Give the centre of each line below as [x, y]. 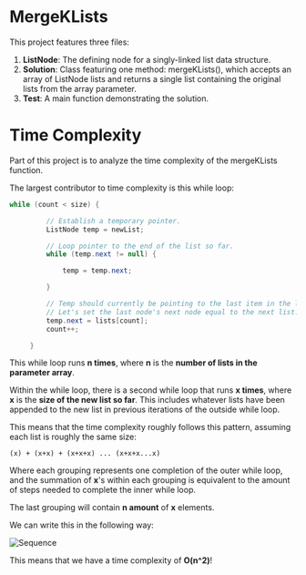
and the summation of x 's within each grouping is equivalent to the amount [150, 480]
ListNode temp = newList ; [95, 230]
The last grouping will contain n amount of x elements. [112, 508]
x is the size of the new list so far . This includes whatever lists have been [147, 400]
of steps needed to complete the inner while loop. [103, 490]
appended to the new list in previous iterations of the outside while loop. [145, 410]
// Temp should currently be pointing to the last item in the [168, 303]
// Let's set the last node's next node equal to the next [160, 312]
